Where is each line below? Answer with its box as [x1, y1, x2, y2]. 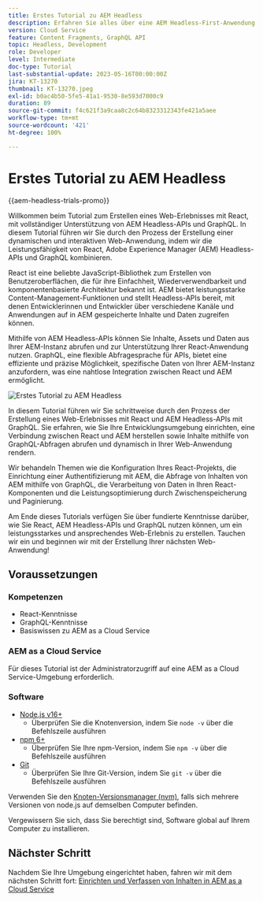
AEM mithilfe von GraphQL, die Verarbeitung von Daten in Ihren [8, 480, 213, 489]
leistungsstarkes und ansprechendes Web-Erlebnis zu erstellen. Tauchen [8, 528, 246, 538]
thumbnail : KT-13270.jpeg [8, 84, 93, 93]
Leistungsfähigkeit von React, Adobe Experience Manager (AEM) [8, 244, 219, 254]
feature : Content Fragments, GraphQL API [8, 33, 146, 42]
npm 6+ [19, 734, 46, 744]
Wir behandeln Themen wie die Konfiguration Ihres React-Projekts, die [8, 462, 237, 473]
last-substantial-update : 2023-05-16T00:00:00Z [8, 70, 168, 78]
